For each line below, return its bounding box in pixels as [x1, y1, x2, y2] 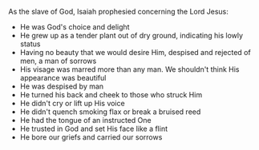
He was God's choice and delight [19, 22, 130, 31]
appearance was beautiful [19, 73, 107, 82]
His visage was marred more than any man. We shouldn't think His [19, 65, 240, 74]
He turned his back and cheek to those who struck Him [19, 90, 203, 99]
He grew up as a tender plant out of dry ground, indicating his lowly [19, 31, 243, 40]
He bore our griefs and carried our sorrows [19, 132, 163, 142]
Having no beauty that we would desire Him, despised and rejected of [19, 48, 251, 57]
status [19, 39, 41, 49]
